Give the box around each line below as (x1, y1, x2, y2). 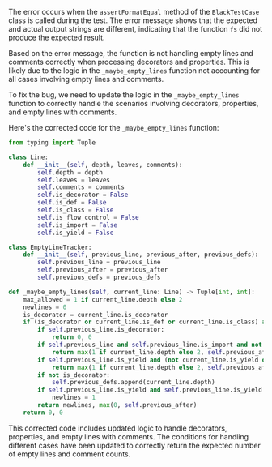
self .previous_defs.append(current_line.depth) (51, 379, 216, 387)
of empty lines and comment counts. (8, 449, 131, 459)
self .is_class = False (37, 206, 114, 214)
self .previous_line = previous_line (37, 259, 161, 267)
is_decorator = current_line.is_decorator (23, 311, 168, 319)
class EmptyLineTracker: (8, 243, 92, 251)
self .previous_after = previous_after (37, 266, 168, 274)
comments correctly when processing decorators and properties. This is (8, 57, 250, 66)
